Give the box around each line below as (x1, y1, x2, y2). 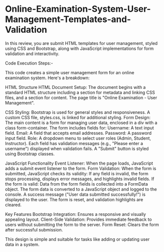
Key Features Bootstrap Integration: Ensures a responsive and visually (5, 211, 146, 217)
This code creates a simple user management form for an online (5, 69, 135, 75)
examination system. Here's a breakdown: (5, 75, 90, 81)
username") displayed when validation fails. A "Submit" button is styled (5, 146, 149, 151)
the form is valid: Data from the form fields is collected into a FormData (5, 181, 148, 187)
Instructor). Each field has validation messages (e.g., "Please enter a (5, 140, 143, 146)
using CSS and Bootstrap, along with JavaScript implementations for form (5, 45, 154, 51)
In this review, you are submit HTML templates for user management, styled (5, 40, 158, 46)
